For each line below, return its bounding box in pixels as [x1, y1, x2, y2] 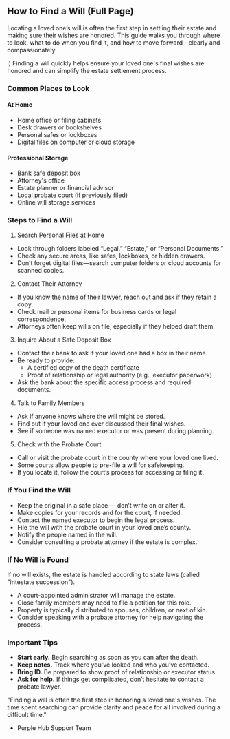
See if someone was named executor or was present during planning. [16, 427, 214, 435]
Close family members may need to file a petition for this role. [16, 599, 192, 607]
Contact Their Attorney [16, 280, 82, 288]
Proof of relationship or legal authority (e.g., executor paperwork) [27, 371, 213, 379]
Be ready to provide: [16, 356, 76, 364]
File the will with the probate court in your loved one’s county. [16, 523, 192, 531]
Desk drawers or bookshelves [16, 123, 102, 132]
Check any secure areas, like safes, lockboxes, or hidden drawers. [16, 251, 205, 260]
